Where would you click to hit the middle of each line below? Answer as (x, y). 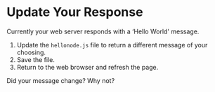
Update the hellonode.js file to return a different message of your (112, 45)
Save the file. (36, 59)
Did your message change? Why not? (61, 80)
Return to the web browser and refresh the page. (87, 67)
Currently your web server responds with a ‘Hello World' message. (103, 31)
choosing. (31, 52)
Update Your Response (75, 12)
